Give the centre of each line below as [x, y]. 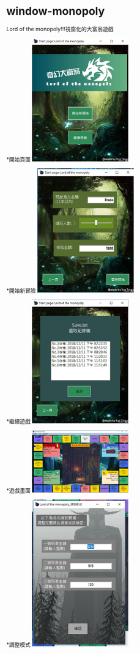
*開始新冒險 [21, 290]
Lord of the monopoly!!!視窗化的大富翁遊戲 [60, 29]
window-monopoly [56, 11]
